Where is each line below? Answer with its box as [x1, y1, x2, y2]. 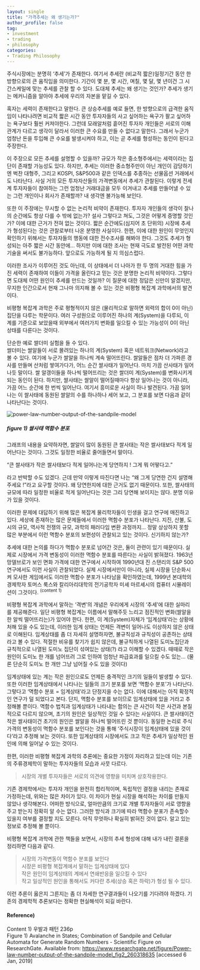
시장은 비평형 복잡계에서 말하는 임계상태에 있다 [21, 863, 130, 870]
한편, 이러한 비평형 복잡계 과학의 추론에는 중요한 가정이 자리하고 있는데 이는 [7, 753, 182, 760]
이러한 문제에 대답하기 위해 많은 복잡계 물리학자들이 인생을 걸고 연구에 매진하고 [7, 508, 190, 516]
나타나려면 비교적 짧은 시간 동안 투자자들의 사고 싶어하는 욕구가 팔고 [17, 112, 175, 120]
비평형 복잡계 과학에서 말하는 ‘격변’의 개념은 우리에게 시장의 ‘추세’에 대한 [7, 601, 174, 608]
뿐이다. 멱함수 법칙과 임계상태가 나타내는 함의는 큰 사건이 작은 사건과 [22, 703, 182, 710]
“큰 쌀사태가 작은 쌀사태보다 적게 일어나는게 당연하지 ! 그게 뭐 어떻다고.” [7, 461, 173, 468]
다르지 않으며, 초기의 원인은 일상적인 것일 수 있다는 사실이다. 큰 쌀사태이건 [22, 710, 194, 717]
